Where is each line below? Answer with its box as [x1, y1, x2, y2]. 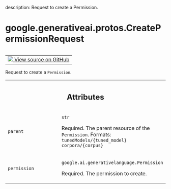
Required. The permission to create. [61, 170, 147, 177]
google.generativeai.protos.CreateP [5, 22, 161, 34]
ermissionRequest [5, 33, 84, 45]
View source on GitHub [14, 56, 70, 63]
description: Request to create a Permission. [5, 5, 98, 10]
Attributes [67, 92, 104, 102]
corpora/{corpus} [61, 143, 103, 149]
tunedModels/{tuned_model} [61, 137, 127, 144]
